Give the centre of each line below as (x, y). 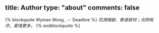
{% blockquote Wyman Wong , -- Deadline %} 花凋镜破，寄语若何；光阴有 (79, 20)
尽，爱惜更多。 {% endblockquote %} (43, 25)
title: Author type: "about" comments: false (72, 8)
